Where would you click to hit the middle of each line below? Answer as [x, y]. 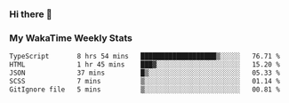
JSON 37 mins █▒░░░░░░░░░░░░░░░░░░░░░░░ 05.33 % [144, 73]
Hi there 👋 [31, 14]
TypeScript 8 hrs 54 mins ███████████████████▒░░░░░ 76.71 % [144, 57]
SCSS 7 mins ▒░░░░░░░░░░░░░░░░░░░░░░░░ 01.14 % [144, 81]
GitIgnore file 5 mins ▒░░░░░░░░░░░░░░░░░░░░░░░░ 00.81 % [144, 89]
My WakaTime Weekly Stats [71, 37]
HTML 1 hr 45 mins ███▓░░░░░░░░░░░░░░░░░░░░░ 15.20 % [144, 65]
